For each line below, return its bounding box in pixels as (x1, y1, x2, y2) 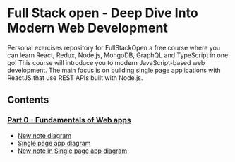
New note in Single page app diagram (17, 146, 128, 155)
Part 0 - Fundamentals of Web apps (7, 115, 132, 125)
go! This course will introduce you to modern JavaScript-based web (7, 58, 205, 66)
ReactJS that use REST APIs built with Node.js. (7, 73, 143, 82)
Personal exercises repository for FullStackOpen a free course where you (7, 43, 221, 52)
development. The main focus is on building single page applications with (7, 66, 221, 74)
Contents (7, 94, 49, 106)
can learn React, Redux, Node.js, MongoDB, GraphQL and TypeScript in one (7, 51, 229, 59)
